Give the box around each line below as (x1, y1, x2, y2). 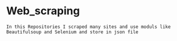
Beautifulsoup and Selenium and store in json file (6, 29, 138, 35)
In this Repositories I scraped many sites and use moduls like (6, 24, 171, 30)
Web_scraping (6, 4, 80, 18)
